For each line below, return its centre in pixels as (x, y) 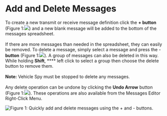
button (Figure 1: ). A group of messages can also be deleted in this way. (82, 55)
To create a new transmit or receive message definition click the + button (81, 22)
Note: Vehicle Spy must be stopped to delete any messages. (67, 76)
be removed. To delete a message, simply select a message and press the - (83, 49)
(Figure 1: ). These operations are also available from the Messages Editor (83, 93)
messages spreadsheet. (30, 33)
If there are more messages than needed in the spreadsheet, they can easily (84, 44)
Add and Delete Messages (61, 9)
